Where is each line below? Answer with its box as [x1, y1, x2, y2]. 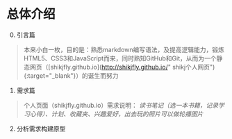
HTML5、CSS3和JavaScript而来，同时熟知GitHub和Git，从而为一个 [23, 54, 217, 63]
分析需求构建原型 [16, 124, 66, 133]
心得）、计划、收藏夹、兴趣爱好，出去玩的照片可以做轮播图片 [29, 109, 204, 118]
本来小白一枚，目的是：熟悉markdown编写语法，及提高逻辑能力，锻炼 [23, 45, 225, 54]
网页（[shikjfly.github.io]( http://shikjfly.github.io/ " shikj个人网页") [29, 63, 215, 71]
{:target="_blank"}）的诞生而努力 [23, 71, 119, 80]
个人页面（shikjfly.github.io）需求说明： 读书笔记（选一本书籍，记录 [23, 101, 219, 109]
